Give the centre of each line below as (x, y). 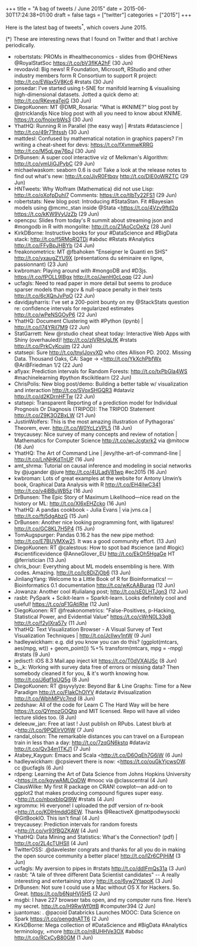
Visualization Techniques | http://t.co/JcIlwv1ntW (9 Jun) (83, 635)
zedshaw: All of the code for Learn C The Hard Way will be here (91, 705)
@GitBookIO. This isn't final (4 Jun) (57, 818)
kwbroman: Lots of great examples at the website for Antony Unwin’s (98, 478)
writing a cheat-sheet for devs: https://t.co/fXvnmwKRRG (84, 145)
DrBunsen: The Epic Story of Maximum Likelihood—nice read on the (97, 497)
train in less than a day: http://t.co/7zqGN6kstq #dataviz (82, 742)
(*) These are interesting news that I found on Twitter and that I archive (92, 38)
